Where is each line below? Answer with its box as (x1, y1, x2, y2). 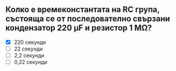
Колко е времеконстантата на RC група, (5, 5, 160, 15)
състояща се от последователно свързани (5, 14, 170, 24)
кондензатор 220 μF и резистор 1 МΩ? (5, 23, 153, 33)
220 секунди (13, 38, 46, 46)
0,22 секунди (13, 59, 48, 65)
